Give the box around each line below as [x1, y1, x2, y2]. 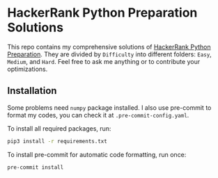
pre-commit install [7, 163, 64, 171]
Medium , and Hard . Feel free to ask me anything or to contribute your [7, 57, 201, 65]
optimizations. [7, 65, 48, 73]
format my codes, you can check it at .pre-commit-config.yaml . [7, 111, 189, 119]
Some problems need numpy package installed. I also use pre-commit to [7, 103, 212, 112]
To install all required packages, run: [7, 124, 111, 133]
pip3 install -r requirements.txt [7, 138, 108, 145]
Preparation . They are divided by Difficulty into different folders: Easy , [7, 50, 212, 58]
